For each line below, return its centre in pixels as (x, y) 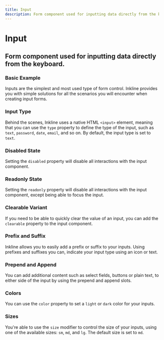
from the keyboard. (35, 64)
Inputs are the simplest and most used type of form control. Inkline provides (81, 89)
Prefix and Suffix (25, 236)
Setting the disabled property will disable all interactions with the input (76, 161)
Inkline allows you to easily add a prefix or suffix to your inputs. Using (75, 247)
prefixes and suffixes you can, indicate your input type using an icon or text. (82, 252)
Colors (13, 293)
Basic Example (23, 78)
